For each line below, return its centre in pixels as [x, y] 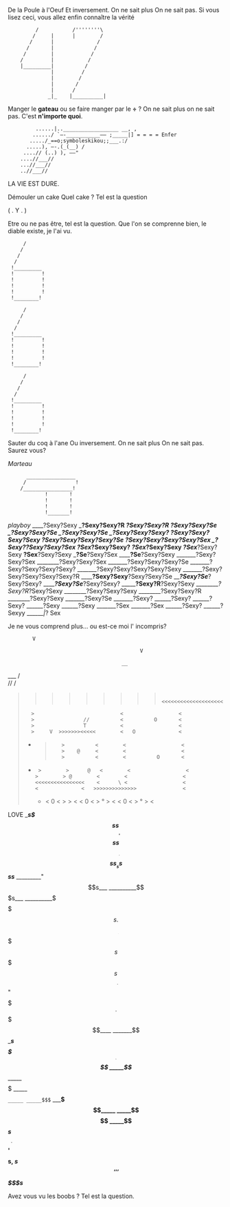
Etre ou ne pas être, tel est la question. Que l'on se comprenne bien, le [107, 224]
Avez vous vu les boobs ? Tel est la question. [71, 1196]
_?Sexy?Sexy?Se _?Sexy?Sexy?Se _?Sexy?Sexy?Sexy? [89, 532]
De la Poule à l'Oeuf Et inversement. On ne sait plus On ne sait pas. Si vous [114, 10]
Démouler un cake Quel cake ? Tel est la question [78, 197]
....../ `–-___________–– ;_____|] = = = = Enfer [105, 135]
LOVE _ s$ [22, 814]
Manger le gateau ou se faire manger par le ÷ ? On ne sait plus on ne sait [111, 109]
